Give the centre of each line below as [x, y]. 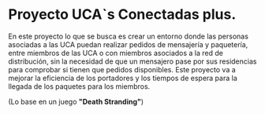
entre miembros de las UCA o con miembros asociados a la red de [116, 53]
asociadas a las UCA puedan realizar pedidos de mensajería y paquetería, [128, 44]
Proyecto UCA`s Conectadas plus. [122, 15]
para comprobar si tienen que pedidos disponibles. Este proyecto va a [122, 69]
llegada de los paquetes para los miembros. [79, 86]
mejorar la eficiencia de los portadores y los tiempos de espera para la [123, 78]
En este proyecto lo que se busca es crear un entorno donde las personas [128, 36]
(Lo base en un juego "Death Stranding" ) [76, 101]
